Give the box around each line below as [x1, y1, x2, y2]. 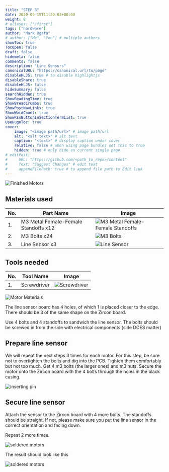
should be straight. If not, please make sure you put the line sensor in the [5, 417, 157, 423]
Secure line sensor [5, 398, 65, 407]
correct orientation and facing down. [5, 422, 81, 428]
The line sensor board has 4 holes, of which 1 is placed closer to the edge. [5, 304, 159, 310]
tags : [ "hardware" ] [5, 26, 46, 31]
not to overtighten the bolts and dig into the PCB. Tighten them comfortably [5, 358, 162, 364]
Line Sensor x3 [21, 241, 57, 248]
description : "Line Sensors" [5, 63, 66, 68]
